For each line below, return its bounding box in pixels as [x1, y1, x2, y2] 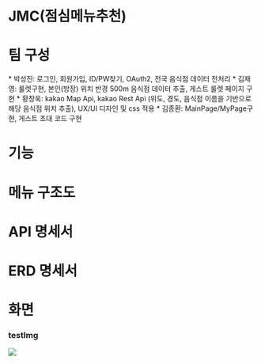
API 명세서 [8, 222, 74, 241]
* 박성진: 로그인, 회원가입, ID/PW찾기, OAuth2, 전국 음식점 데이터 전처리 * [8, 74, 236, 84]
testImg [8, 329, 39, 340]
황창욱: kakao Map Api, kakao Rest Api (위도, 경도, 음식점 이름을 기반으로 [21, 94, 252, 104]
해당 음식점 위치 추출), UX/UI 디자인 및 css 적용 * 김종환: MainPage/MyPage [8, 104, 248, 113]
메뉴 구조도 [8, 184, 76, 202]
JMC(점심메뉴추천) [8, 7, 127, 25]
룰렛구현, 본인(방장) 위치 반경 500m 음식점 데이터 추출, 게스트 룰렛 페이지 [18, 84, 245, 93]
